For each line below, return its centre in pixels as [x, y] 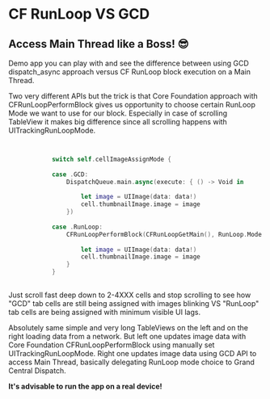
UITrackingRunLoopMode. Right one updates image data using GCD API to [133, 353]
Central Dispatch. [37, 370]
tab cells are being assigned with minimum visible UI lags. [104, 312]
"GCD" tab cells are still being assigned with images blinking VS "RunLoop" [134, 303]
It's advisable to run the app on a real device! [86, 386]
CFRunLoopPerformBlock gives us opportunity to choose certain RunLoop [132, 105]
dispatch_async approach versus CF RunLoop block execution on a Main [129, 72]
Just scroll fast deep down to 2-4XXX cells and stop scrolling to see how [130, 295]
